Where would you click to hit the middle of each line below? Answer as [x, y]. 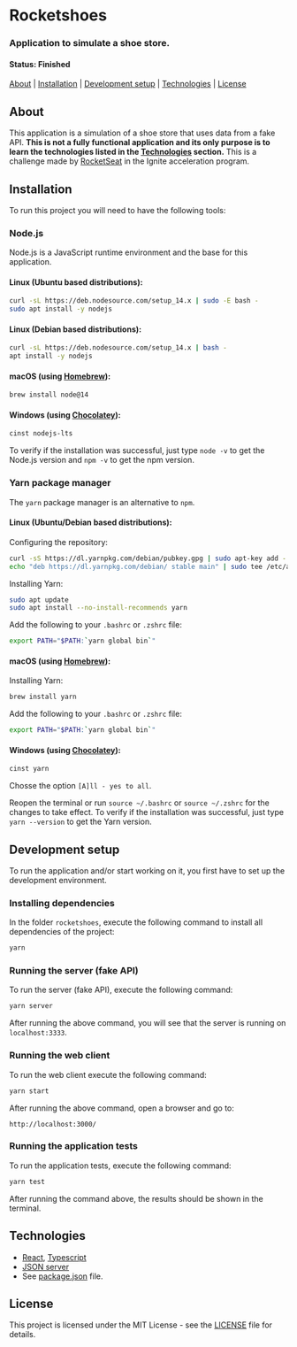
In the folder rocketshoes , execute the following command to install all [136, 922]
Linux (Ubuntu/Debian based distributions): [91, 522]
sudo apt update [39, 600]
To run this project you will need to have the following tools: [118, 210]
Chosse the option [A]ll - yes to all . [80, 786]
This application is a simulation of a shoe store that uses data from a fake [142, 133]
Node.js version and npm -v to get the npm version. [102, 460]
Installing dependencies [62, 903]
